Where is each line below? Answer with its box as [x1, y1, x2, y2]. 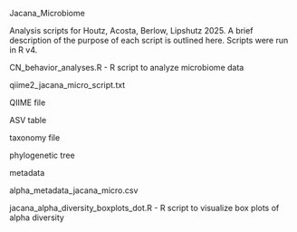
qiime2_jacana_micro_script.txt [9, 80, 126, 90]
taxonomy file [9, 132, 61, 143]
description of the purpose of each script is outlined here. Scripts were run [9, 35, 289, 45]
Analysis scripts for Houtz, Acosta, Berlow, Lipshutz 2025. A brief [9, 25, 254, 35]
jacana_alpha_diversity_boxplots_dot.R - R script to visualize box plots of [9, 203, 280, 213]
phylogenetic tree [9, 150, 75, 160]
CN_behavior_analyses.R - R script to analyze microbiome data [9, 63, 244, 72]
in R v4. [9, 44, 38, 55]
